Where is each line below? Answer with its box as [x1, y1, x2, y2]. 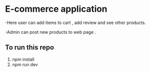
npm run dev [12, 61, 38, 67]
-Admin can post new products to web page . [5, 29, 96, 35]
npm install [12, 56, 35, 62]
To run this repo [5, 43, 54, 52]
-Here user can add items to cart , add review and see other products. [5, 20, 146, 25]
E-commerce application [5, 3, 107, 15]
